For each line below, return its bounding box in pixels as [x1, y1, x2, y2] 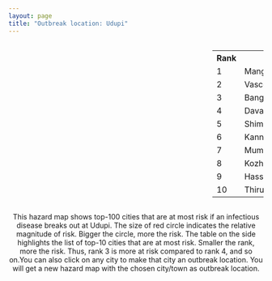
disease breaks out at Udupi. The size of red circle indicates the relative [15, 220, 257, 230]
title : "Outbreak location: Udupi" [8, 19, 129, 28]
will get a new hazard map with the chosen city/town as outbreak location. [11, 263, 261, 273]
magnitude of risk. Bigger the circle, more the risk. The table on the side [15, 228, 257, 239]
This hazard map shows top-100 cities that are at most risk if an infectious [12, 211, 260, 221]
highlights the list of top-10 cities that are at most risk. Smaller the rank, [17, 237, 255, 247]
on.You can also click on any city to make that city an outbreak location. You [9, 254, 263, 264]
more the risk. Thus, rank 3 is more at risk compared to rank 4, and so [19, 246, 253, 256]
